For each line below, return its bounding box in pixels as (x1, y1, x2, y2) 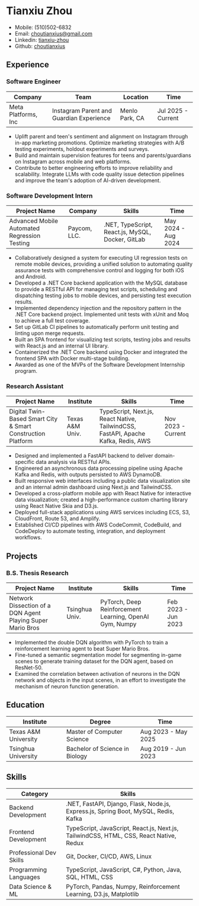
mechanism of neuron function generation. (14, 682, 120, 690)
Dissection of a (9, 601, 52, 610)
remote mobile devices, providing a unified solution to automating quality (14, 260, 193, 267)
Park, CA (120, 114, 145, 122)
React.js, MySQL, (103, 228, 152, 236)
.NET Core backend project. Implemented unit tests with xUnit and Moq (14, 311, 189, 318)
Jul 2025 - (157, 107, 188, 115)
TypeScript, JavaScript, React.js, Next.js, (66, 824, 179, 832)
